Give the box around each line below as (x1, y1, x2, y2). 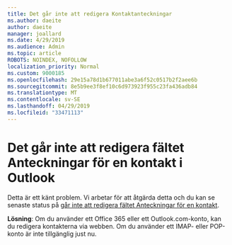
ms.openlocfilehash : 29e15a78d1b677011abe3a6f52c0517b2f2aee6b (7, 76, 198, 84)
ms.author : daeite (7, 17, 62, 24)
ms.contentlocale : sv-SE (7, 96, 81, 103)
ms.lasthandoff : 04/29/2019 (7, 103, 91, 110)
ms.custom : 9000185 (7, 69, 65, 76)
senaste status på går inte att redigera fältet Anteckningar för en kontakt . (7, 200, 219, 209)
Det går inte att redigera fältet (7, 139, 185, 156)
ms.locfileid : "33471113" (7, 109, 83, 116)
